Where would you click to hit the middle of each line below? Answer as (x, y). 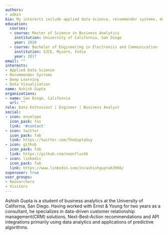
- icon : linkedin (23, 158)
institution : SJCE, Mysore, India (50, 51)
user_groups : (19, 177)
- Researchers (20, 182)
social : (13, 112)
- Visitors (16, 186)
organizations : (21, 93)
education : (16, 24)
